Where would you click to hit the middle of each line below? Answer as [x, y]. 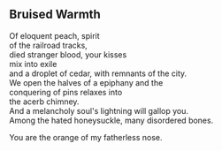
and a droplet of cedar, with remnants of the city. [98, 73]
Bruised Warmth [55, 15]
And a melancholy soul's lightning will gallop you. [99, 110]
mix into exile [33, 64]
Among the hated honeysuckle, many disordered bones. [111, 120]
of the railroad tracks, [49, 45]
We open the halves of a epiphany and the [86, 82]
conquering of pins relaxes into [66, 92]
